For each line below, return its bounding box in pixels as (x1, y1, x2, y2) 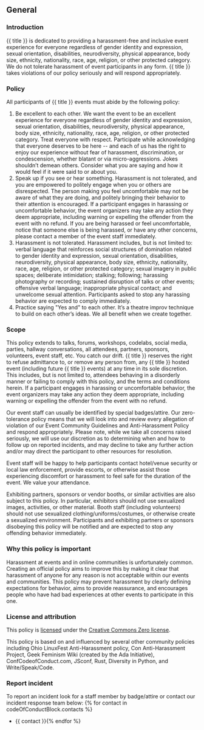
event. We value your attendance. (6, 479, 90, 486)
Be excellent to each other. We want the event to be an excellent (15, 109, 176, 117)
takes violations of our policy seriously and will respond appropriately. (6, 69, 182, 77)
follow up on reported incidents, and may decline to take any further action (6, 441, 193, 449)
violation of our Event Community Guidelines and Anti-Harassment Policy (6, 422, 189, 429)
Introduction (6, 23, 44, 32)
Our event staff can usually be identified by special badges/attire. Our (6, 409, 181, 416)
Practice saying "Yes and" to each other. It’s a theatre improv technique (15, 303, 194, 311)
